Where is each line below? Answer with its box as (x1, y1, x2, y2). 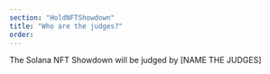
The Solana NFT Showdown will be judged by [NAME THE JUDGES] (9, 55, 262, 66)
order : (9, 30, 34, 39)
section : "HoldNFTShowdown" (9, 13, 116, 23)
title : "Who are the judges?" (9, 22, 124, 31)
